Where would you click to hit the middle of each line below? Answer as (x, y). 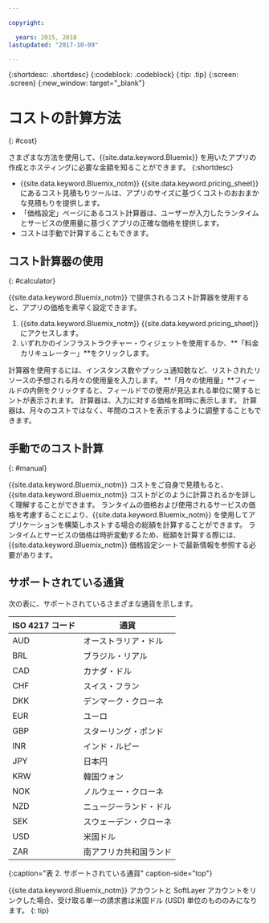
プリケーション (33, 525)
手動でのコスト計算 (56, 448)
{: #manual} (28, 468)
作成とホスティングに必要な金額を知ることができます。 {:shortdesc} (121, 167)
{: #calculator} (32, 281)
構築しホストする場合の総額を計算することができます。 (155, 525)
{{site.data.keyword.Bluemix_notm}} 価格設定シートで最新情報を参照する (129, 545)
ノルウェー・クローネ (124, 791)
